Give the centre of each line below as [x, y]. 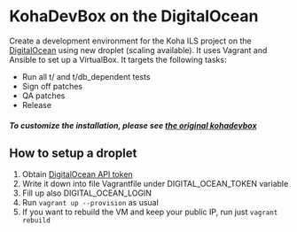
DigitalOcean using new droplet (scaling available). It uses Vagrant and [138, 50]
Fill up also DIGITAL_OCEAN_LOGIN [87, 193]
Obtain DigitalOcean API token [77, 174]
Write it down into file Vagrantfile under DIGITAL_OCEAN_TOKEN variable [155, 184]
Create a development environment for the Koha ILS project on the [130, 41]
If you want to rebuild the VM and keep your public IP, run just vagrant [150, 212]
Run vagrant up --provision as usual [90, 203]
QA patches [43, 96]
